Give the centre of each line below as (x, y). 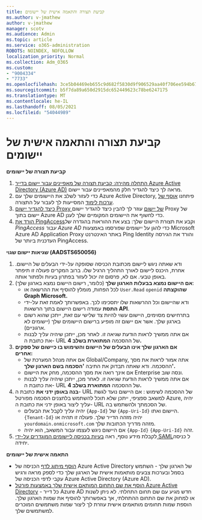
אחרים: (24, 353)
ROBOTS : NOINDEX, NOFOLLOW (40, 51)
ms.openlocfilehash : (32, 85)
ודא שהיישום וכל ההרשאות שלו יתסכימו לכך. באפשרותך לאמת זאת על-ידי (106, 302)
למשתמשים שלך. (34, 511)
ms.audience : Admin (31, 34)
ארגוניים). (35, 328)
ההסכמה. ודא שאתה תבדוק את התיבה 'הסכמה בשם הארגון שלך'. (100, 366)
